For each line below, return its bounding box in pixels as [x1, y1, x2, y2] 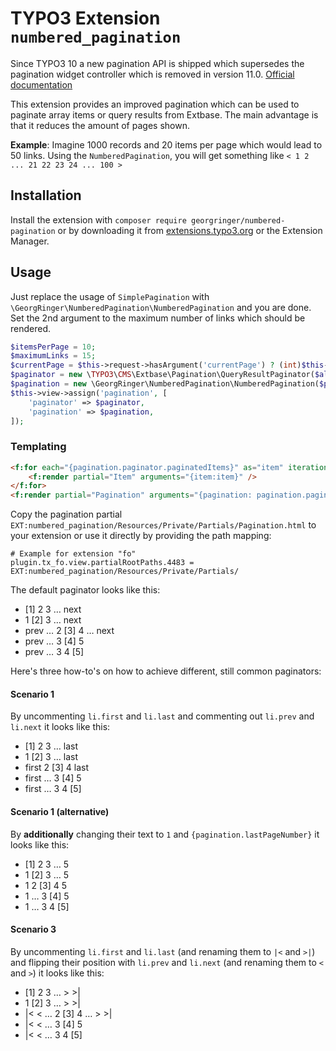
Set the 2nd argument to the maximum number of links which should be [10, 312, 306, 324]
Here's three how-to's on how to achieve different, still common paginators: [10, 665, 322, 677]
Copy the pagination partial [10, 508, 123, 521]
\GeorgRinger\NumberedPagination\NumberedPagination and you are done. [10, 301, 312, 313]
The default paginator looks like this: [10, 584, 161, 596]
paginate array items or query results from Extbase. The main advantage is [10, 108, 319, 121]
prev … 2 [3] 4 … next [24, 625, 115, 637]
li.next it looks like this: [10, 721, 111, 733]
